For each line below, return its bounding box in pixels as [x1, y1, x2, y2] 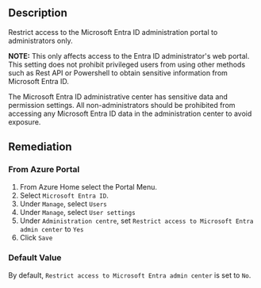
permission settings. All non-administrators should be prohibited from [8, 100, 236, 109]
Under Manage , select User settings [19, 207, 136, 217]
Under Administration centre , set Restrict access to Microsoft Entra [19, 216, 254, 225]
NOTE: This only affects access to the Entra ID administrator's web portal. [8, 51, 250, 60]
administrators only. [8, 36, 73, 45]
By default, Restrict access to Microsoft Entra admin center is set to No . [8, 270, 251, 280]
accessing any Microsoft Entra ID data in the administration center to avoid [8, 109, 252, 118]
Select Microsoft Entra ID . [19, 190, 109, 200]
